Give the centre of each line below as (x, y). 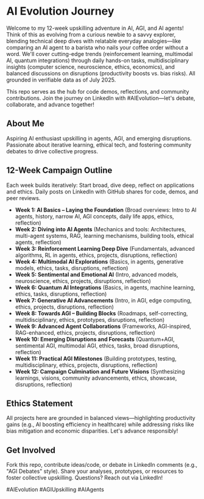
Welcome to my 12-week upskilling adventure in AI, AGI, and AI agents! (95, 28)
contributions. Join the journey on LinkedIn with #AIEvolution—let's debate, (101, 98)
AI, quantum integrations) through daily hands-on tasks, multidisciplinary (98, 60)
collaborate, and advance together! (50, 104)
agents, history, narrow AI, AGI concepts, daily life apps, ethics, (95, 216)
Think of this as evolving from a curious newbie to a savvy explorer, (91, 34)
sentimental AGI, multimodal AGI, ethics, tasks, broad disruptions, (97, 346)
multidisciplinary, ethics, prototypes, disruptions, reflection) (90, 319)
